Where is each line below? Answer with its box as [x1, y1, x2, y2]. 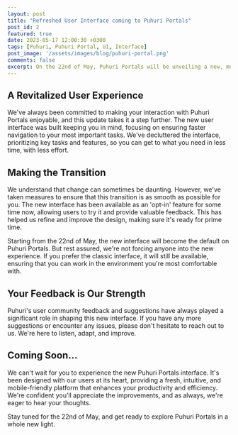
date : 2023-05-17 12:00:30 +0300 [7, 37, 106, 44]
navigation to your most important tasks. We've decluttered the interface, [7, 131, 221, 139]
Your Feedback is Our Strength [7, 287, 147, 299]
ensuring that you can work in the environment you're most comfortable [7, 260, 217, 268]
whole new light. [7, 419, 55, 428]
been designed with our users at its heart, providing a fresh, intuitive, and [7, 375, 222, 384]
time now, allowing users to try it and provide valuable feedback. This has [7, 208, 222, 216]
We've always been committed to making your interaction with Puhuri [7, 108, 210, 117]
